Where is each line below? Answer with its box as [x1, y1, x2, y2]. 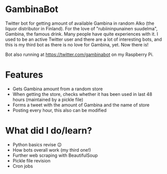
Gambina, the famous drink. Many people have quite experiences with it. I [5, 31, 158, 37]
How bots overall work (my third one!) [12, 147, 91, 153]
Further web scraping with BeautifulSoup [12, 152, 98, 158]
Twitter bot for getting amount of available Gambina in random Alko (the [5, 20, 155, 26]
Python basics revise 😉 [12, 141, 62, 147]
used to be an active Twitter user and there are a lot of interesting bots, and [5, 36, 162, 42]
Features [5, 69, 43, 81]
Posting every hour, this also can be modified [12, 107, 107, 113]
